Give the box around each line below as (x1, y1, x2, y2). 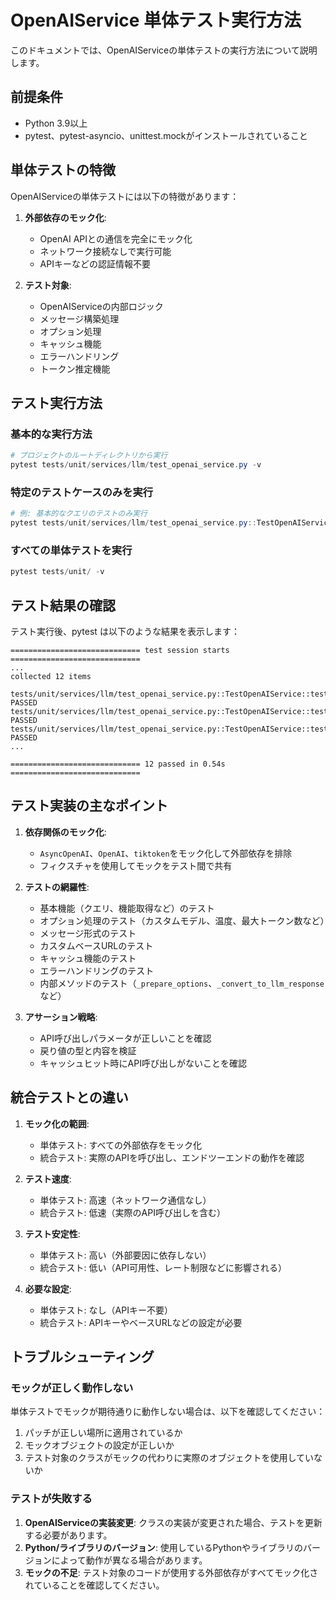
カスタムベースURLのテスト (39, 939, 154, 951)
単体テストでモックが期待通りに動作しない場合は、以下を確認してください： (10, 1406, 326, 1418)
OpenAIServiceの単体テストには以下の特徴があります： (10, 190, 240, 202)
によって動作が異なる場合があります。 (51, 1554, 208, 1566)
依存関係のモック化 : (24, 826, 107, 838)
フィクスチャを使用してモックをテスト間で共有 (39, 859, 233, 871)
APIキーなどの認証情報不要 (39, 257, 151, 270)
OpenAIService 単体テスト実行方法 (10, 9, 302, 32)
